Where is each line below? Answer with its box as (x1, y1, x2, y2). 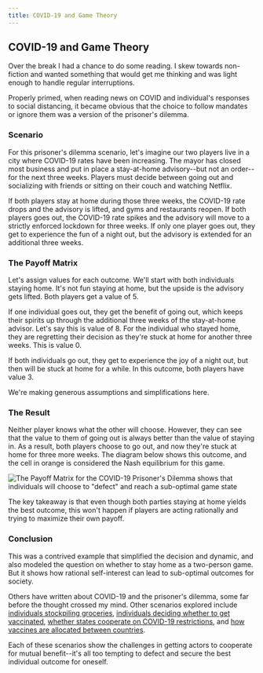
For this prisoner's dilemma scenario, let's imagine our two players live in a (8, 147, 250, 157)
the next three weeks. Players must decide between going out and (19, 172, 234, 181)
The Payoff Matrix (8, 257, 79, 268)
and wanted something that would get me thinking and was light (30, 70, 238, 79)
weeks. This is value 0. (8, 341, 82, 350)
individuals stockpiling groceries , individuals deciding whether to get (8, 608, 230, 617)
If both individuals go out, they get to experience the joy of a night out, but (8, 356, 249, 365)
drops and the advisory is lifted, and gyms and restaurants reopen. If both (8, 204, 247, 214)
